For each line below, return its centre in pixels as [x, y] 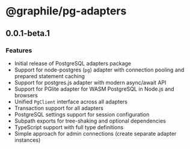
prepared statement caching [50, 76]
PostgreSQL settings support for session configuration [82, 114]
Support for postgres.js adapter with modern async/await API [90, 82]
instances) [27, 140]
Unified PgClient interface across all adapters [71, 102]
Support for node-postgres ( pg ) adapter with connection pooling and [99, 70]
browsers [26, 95]
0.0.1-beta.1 [28, 33]
